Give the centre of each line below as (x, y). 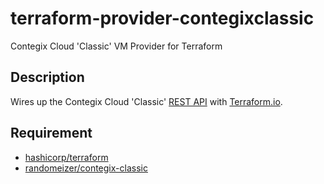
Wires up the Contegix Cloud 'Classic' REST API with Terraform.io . (146, 101)
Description (47, 77)
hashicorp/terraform (66, 157)
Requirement (51, 133)
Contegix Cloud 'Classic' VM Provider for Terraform (116, 46)
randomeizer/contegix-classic (86, 168)
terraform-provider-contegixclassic (162, 18)
